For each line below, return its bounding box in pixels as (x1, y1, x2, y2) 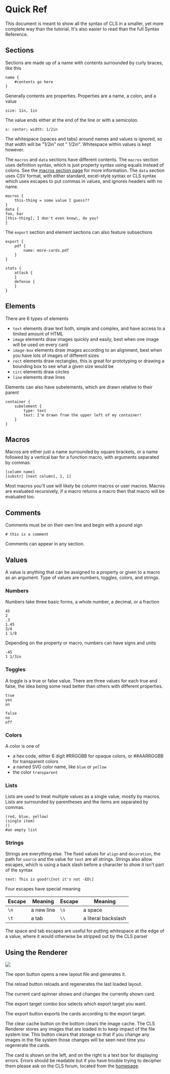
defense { (14, 279, 36, 284)
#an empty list (5, 827, 38, 833)
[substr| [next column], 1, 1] (5, 474, 72, 479)
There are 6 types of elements (5, 315, 69, 322)
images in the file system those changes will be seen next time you (5, 1037, 146, 1043)
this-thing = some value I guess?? (14, 198, 90, 203)
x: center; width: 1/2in (5, 126, 58, 132)
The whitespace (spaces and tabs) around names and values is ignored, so (5, 136, 162, 142)
